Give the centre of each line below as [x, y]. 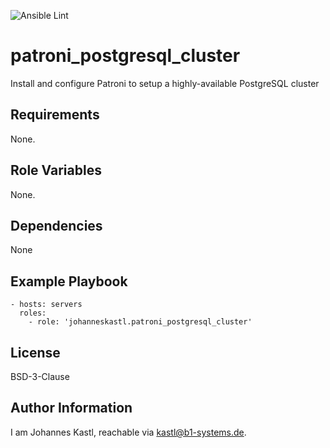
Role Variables [56, 170]
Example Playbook [69, 281]
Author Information [71, 408]
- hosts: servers [46, 305]
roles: [33, 313]
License [35, 352]
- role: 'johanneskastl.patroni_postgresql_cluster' [140, 322]
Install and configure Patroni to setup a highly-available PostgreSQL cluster [165, 83]
